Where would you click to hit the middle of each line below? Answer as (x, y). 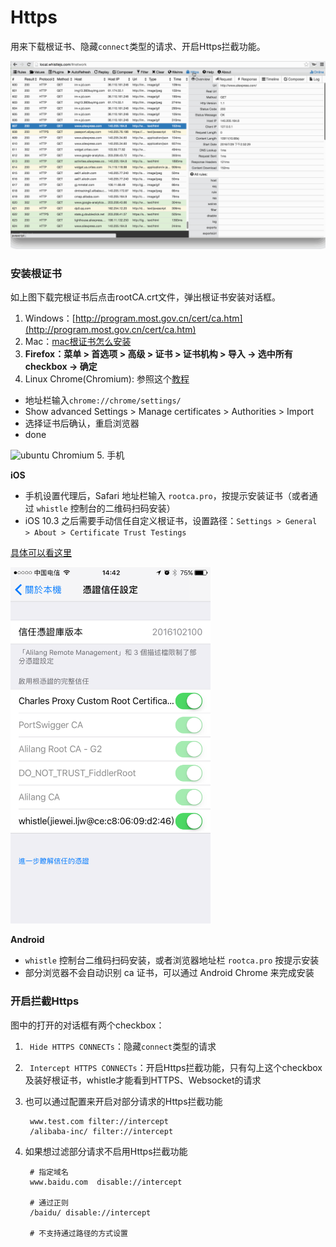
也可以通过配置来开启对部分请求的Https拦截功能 (123, 1101)
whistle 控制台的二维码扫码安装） (106, 508)
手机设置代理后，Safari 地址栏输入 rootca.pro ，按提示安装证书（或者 (167, 496)
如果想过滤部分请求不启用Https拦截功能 (106, 1151)
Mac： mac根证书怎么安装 (78, 342)
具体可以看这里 (41, 553)
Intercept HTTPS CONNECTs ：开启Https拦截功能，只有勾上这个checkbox (176, 1067)
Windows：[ (50, 318)
